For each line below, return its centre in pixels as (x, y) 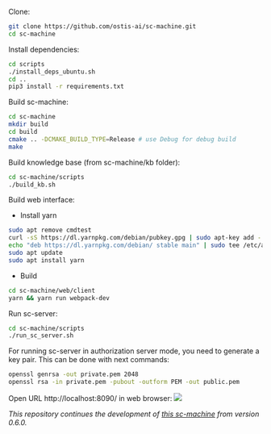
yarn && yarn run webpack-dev (59, 298)
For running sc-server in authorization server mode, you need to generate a (134, 351)
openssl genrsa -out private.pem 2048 (73, 374)
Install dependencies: (44, 49)
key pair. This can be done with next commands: (89, 360)
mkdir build (28, 124)
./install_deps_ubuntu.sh (52, 72)
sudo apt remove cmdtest (50, 230)
